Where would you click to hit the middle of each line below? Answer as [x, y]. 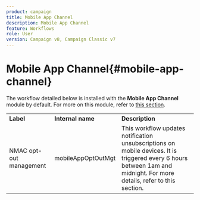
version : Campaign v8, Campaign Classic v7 [61, 39]
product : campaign [29, 12]
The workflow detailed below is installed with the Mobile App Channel [92, 98]
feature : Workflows [30, 28]
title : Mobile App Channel [40, 17]
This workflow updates [153, 128]
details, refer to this [148, 180]
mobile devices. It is [149, 150]
